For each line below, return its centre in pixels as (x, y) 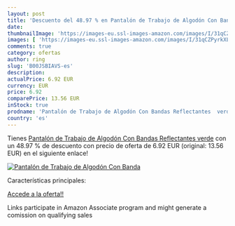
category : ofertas (34, 53)
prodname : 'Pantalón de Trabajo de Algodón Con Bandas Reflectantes (109, 112)
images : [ (22, 40)
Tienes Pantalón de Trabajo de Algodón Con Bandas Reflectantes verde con (117, 138)
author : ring (26, 60)
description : (26, 72)
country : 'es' (28, 118)
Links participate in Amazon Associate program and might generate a (107, 207)
